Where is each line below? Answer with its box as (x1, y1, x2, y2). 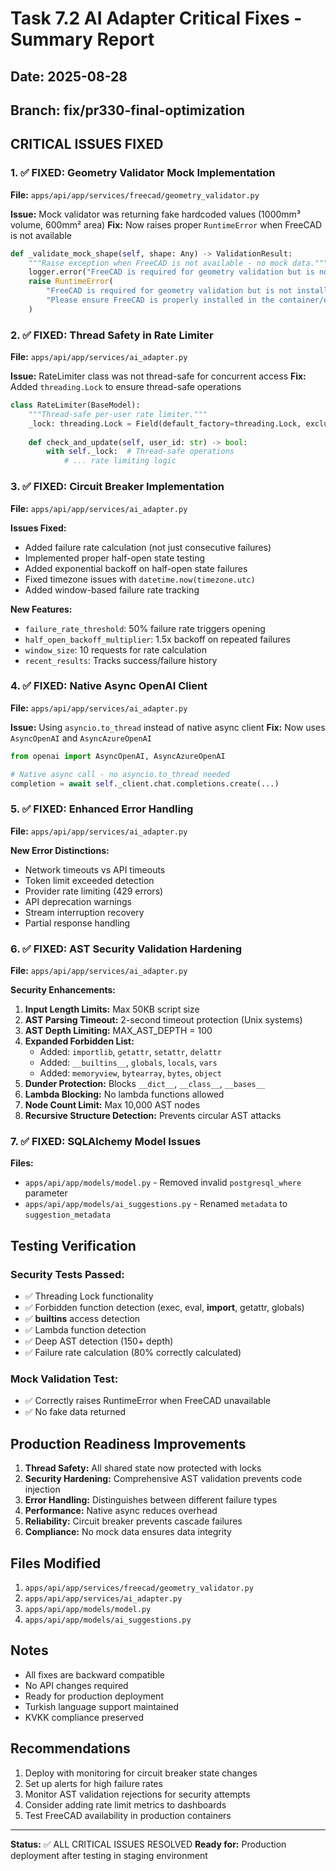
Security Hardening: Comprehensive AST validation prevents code (24, 1473, 303, 1485)
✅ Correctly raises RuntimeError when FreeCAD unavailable (24, 1395, 272, 1407)
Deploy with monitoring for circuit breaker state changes (24, 1767, 258, 1779)
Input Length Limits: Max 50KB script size (24, 1003, 200, 1016)
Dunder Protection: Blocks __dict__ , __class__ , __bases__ (24, 1078, 266, 1090)
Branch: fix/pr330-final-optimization (10, 102, 246, 119)
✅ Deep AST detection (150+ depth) (24, 1335, 174, 1347)
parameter (24, 1187, 68, 1199)
